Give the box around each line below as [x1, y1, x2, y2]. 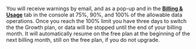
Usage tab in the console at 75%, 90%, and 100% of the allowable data [6, 11, 183, 18]
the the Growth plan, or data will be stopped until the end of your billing [6, 24, 182, 31]
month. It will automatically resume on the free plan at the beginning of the [6, 30, 191, 37]
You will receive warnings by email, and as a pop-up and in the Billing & [6, 5, 183, 12]
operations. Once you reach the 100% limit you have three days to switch [6, 18, 187, 24]
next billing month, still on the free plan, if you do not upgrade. [6, 37, 160, 43]
